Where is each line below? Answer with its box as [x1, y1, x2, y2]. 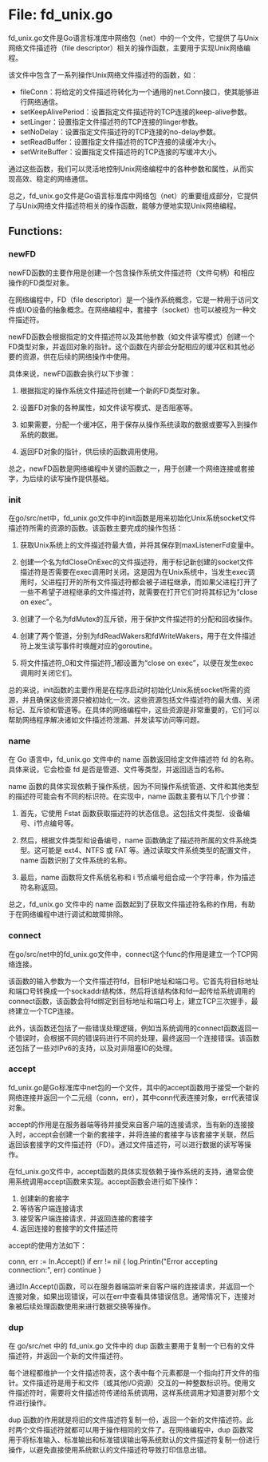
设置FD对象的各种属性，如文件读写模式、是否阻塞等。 [19, 402, 198, 412]
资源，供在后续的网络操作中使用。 [22, 352, 134, 361]
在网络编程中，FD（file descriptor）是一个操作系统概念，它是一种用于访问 [8, 294, 253, 305]
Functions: [8, 225, 63, 238]
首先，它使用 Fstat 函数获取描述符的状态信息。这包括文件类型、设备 [19, 809, 243, 819]
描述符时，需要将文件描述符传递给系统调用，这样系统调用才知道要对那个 [14, 1388, 253, 1398]
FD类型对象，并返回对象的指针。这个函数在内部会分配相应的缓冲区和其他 [8, 341, 249, 351]
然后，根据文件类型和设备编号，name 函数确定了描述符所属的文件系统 [19, 835, 250, 845]
